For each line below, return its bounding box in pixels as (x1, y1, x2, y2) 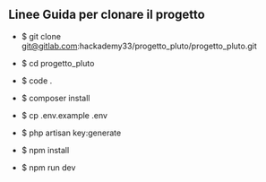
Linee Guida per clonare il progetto (8, 7, 205, 22)
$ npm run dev (21, 161, 76, 173)
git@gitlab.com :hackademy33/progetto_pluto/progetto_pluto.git (21, 40, 257, 51)
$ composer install (21, 92, 90, 103)
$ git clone (21, 30, 62, 41)
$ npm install (21, 144, 70, 155)
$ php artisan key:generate (21, 127, 122, 138)
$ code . (21, 75, 53, 86)
